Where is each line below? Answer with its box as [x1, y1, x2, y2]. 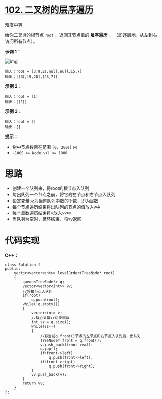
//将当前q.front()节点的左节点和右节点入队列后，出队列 [40, 333, 141, 339]
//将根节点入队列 [23, 289, 53, 293]
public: [5, 266, 21, 271]
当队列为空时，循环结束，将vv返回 [12, 216, 82, 222]
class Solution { [5, 262, 41, 267]
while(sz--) [31, 324, 56, 329]
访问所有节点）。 [5, 38, 38, 44]
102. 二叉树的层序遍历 [5, 4, 93, 16]
